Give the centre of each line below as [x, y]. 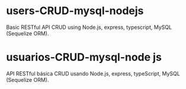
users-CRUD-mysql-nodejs [75, 11]
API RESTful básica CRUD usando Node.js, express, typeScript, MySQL [93, 73]
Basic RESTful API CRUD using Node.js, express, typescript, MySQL [89, 27]
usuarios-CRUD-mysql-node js [84, 57]
